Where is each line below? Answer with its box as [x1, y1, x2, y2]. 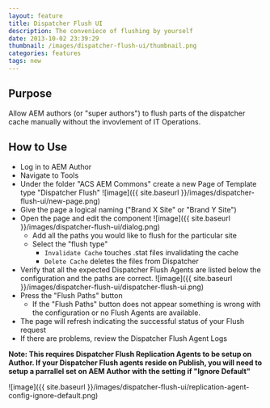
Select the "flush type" [32, 239, 108, 249]
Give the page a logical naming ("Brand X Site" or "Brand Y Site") [19, 204, 237, 214]
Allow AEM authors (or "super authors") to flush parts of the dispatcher [8, 108, 246, 118]
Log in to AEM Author [19, 162, 92, 171]
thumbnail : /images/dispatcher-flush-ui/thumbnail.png [8, 42, 197, 50]
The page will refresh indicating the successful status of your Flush [19, 316, 245, 326]
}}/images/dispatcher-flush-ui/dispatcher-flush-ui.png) [19, 282, 205, 292]
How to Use [8, 141, 68, 154]
